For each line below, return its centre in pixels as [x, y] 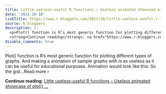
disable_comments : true [30, 42]
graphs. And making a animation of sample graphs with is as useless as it [80, 61]
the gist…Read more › [27, 71]
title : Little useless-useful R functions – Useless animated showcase [80, 10]
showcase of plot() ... [27, 86]
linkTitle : [16, 19]
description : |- [22, 28]
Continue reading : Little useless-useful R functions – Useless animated [78, 81]
